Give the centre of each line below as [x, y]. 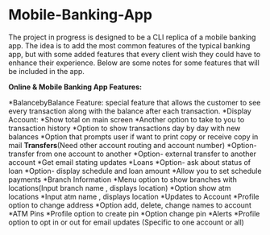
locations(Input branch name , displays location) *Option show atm [120, 188]
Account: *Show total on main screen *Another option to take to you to [127, 119]
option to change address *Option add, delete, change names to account [130, 205]
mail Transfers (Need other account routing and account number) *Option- [133, 145]
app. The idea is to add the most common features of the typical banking [129, 45]
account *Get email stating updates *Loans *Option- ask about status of [130, 162]
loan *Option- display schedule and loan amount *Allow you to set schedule [135, 171]
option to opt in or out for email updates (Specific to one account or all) [126, 222]
